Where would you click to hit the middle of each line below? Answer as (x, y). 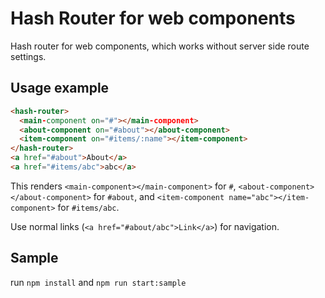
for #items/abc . (88, 207)
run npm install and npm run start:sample (98, 282)
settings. (28, 56)
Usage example (60, 88)
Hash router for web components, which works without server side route (160, 46)
